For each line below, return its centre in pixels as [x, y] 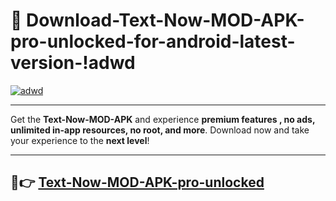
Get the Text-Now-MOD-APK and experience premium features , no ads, [163, 119]
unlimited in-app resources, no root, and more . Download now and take [160, 130]
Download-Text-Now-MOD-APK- [165, 20]
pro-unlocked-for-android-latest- [153, 41]
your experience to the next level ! [80, 140]
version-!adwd [73, 63]
